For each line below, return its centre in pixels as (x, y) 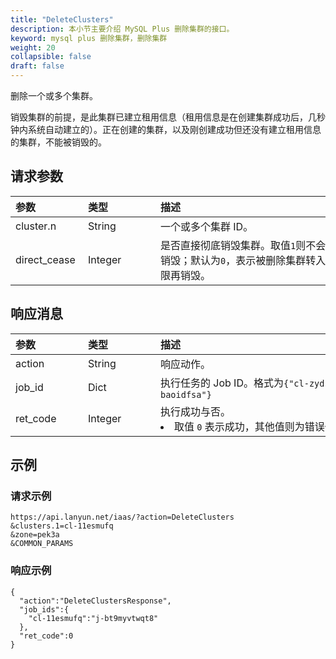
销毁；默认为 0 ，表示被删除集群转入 (243, 260)
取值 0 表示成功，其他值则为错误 (249, 426)
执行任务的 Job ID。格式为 (222, 383)
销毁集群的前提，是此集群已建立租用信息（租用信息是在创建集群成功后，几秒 (168, 117)
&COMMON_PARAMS (42, 544)
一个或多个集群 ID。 (207, 226)
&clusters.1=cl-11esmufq (62, 526)
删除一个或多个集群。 (54, 95)
